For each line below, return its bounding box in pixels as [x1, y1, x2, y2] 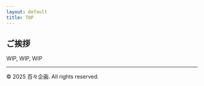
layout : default [6, 8, 47, 15]
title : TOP [6, 15, 34, 21]
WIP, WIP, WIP [6, 55, 42, 62]
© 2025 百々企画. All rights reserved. [6, 73, 99, 81]
